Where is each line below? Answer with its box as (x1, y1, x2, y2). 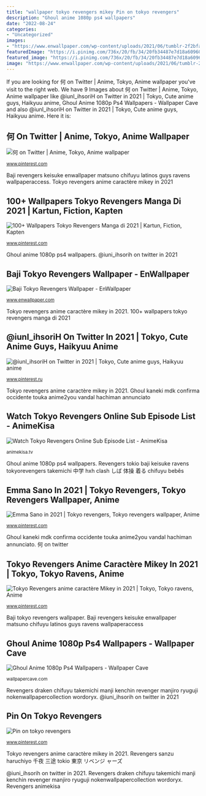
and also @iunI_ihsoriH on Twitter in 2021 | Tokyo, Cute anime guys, (6, 105, 178, 113)
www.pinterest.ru (6, 376, 43, 382)
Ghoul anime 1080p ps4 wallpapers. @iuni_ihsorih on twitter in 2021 (6, 251, 178, 258)
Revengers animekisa (6, 783, 61, 790)
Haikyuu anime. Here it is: (6, 112, 72, 120)
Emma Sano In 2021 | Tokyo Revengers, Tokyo (6, 485, 186, 496)
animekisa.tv (6, 449, 34, 455)
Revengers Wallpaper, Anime (6, 494, 120, 505)
